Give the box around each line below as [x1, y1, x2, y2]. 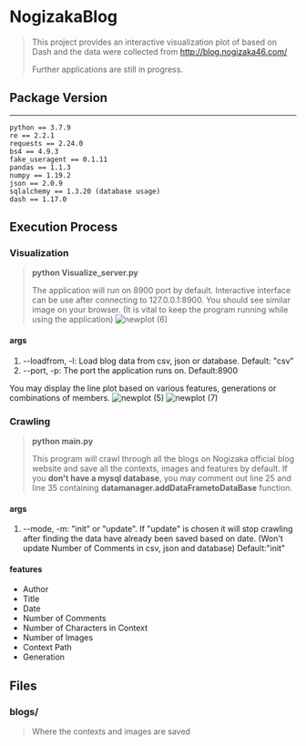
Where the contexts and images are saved [31, 726, 191, 737]
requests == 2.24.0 [9, 138, 84, 148]
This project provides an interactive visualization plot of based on [31, 36, 278, 47]
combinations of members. [9, 392, 111, 403]
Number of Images [22, 632, 94, 643]
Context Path [22, 642, 73, 653]
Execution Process [9, 220, 118, 235]
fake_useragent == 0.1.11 [9, 155, 107, 164]
